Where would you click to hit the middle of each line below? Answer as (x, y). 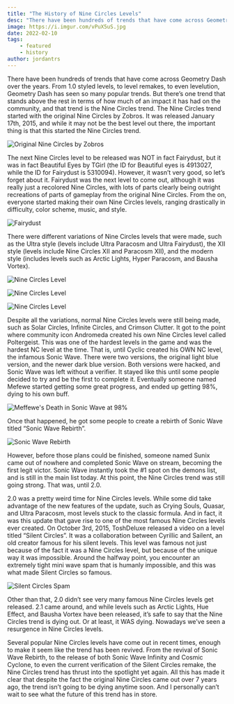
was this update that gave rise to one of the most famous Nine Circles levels (116, 520)
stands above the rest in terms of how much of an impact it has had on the (114, 101)
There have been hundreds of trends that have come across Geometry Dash (117, 79)
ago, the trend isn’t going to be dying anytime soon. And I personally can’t (113, 687)
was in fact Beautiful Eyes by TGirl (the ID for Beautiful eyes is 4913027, (110, 165)
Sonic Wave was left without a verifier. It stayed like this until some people (113, 371)
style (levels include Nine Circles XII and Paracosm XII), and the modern (110, 251)
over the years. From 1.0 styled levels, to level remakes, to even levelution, (114, 86)
